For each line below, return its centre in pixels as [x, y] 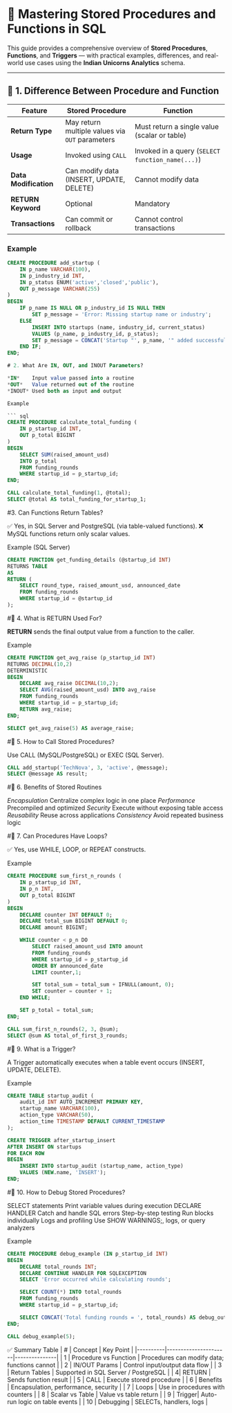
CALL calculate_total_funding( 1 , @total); [69, 493]
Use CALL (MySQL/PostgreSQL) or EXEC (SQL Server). [86, 755]
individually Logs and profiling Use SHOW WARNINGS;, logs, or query [106, 1220]
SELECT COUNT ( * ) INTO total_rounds [71, 1292]
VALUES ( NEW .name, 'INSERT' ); [63, 1173]
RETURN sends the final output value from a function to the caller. [101, 631]
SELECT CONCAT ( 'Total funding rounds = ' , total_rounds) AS [108, 1317]
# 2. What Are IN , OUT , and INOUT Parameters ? [75, 366]
